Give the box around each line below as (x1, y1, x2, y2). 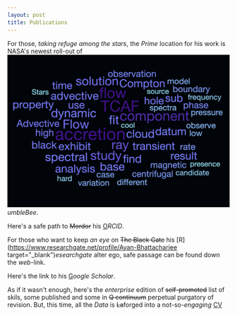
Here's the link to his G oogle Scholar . (7, 271, 116, 280)
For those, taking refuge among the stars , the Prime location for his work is (7, 39, 226, 47)
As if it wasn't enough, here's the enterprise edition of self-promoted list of (7, 285, 225, 293)
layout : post (7, 11, 46, 18)
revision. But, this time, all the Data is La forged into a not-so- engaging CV (7, 300, 222, 309)
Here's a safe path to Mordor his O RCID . (7, 221, 125, 230)
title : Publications (7, 18, 68, 26)
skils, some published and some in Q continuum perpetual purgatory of (7, 293, 214, 301)
